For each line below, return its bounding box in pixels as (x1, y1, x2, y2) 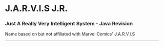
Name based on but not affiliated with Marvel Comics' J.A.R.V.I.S (5, 31, 135, 37)
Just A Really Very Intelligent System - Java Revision (5, 20, 133, 27)
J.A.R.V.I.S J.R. (5, 3, 68, 14)
